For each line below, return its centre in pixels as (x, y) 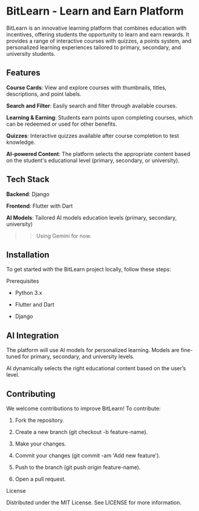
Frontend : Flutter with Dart (40, 206)
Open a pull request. (41, 479)
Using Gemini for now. (64, 235)
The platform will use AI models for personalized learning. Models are (93, 350)
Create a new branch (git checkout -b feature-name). (81, 432)
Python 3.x (28, 293)
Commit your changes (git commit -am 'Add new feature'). (88, 455)
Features (23, 73)
